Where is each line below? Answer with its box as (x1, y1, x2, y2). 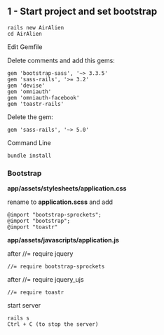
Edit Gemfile (7, 42, 43, 51)
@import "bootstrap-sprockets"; (7, 212, 102, 219)
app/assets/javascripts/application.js (7, 236, 119, 245)
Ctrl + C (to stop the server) (7, 321, 99, 328)
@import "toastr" (7, 224, 58, 231)
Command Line (7, 138, 51, 146)
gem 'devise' (7, 82, 46, 89)
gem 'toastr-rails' (7, 100, 64, 107)
